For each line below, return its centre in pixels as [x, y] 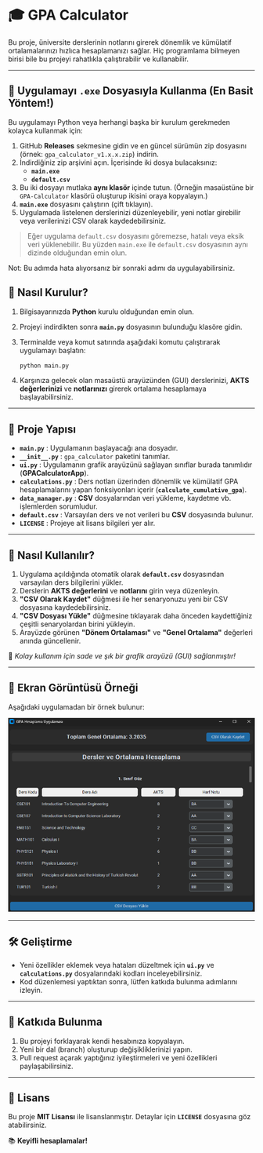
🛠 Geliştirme [40, 942]
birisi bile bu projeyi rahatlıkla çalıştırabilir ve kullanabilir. [99, 59]
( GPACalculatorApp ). [54, 473]
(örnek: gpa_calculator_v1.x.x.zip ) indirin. [89, 154]
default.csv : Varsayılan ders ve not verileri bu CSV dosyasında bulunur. [137, 515]
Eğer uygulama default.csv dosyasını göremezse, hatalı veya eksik [135, 235]
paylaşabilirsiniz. [46, 1066]
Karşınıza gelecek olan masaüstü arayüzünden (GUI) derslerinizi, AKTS [134, 381]
